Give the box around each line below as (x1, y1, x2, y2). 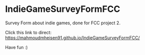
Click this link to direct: (5, 29, 52, 35)
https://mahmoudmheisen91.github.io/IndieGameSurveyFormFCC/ (5, 35, 140, 41)
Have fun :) (5, 44, 28, 50)
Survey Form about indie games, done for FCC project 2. (5, 20, 121, 26)
